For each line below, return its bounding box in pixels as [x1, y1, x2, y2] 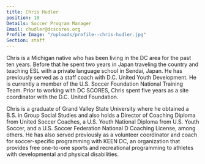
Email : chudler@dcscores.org [6, 26, 81, 32]
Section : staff [6, 37, 45, 43]
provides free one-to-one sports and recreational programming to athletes [6, 144, 194, 151]
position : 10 [6, 15, 40, 21]
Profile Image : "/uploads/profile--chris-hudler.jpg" [6, 32, 147, 38]
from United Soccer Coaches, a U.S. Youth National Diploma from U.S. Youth [6, 118, 199, 125]
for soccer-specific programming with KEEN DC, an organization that [6, 138, 181, 144]
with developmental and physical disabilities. [6, 151, 119, 158]
